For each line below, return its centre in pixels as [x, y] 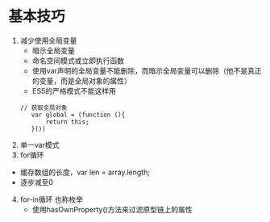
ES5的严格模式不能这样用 [74, 90]
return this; [67, 122]
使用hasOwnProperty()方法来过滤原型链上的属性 [112, 209]
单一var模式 [39, 145]
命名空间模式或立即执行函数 [78, 61]
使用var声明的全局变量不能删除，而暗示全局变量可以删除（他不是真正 [147, 70]
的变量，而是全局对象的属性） [81, 81]
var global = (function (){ [78, 115]
